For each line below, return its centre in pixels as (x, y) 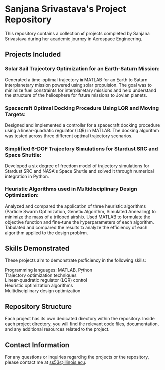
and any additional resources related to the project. (57, 329)
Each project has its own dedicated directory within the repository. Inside (80, 319)
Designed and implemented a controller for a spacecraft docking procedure (82, 125)
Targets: (16, 114)
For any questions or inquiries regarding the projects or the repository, (77, 357)
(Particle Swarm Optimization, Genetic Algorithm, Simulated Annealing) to (80, 211)
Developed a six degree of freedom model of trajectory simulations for (77, 166)
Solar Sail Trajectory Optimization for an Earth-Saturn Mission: (82, 69)
